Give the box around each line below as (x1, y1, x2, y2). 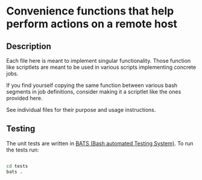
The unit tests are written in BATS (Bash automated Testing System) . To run (6, 140, 194, 147)
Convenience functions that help (6, 4, 174, 18)
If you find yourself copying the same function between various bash (6, 82, 178, 89)
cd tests (6, 163, 28, 169)
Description (6, 41, 51, 51)
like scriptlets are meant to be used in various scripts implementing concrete (6, 63, 197, 71)
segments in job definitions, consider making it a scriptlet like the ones (6, 88, 181, 95)
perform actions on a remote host (6, 17, 178, 31)
